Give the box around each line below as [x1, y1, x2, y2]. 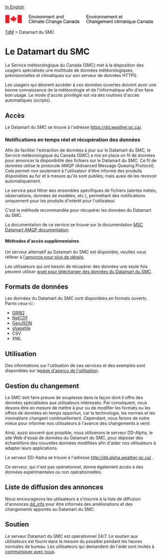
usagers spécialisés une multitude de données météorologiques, [5, 67, 134, 73]
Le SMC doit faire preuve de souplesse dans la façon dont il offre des [5, 394, 144, 400]
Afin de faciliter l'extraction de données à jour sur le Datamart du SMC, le [5, 147, 151, 153]
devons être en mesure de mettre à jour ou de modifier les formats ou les [5, 404, 151, 411]
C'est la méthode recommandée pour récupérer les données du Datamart [5, 207, 151, 213]
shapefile [12, 326, 31, 331]
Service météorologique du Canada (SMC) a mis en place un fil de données [5, 153, 156, 158]
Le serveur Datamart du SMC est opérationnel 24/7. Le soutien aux [5, 533, 138, 539]
